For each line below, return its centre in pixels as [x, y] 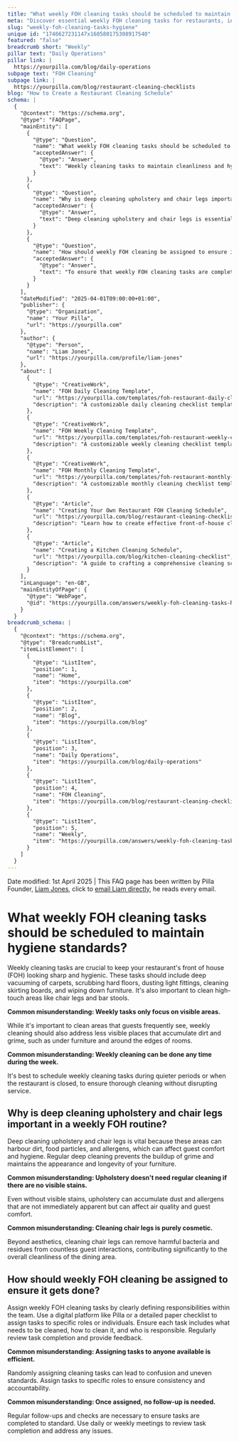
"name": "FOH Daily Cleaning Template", [94, 391]
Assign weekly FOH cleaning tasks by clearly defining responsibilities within [118, 1307]
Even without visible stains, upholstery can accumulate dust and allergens [116, 1199]
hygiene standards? [68, 948]
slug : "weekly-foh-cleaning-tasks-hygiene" [73, 27]
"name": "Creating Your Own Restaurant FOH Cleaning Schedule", [130, 510]
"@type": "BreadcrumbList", [62, 643]
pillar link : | [30, 60]
